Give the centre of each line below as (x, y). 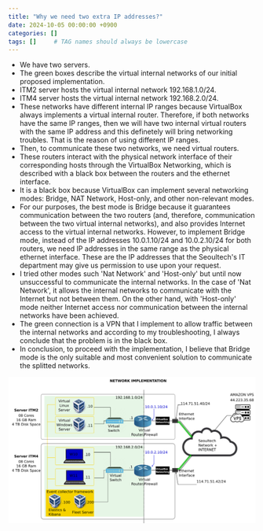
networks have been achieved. (69, 315)
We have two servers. (55, 65)
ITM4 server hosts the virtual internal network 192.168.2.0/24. (119, 98)
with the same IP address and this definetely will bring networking (126, 132)
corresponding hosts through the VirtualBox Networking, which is (125, 165)
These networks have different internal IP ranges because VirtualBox (131, 107)
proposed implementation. (62, 82)
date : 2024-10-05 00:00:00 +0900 (63, 25)
